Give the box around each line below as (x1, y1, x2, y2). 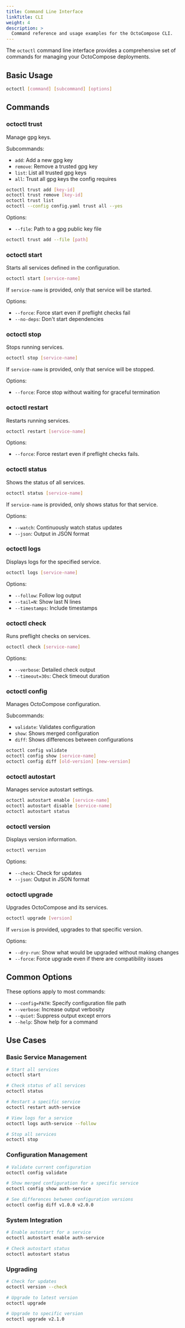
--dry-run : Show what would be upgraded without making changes (14, 949, 179, 956)
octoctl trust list (6, 197, 54, 204)
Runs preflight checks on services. (6, 633, 90, 640)
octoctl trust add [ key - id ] (6, 187, 76, 193)
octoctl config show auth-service (6, 1186, 92, 1192)
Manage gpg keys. (6, 134, 51, 141)
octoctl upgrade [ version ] (6, 915, 73, 921)
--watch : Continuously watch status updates (14, 524, 122, 531)
